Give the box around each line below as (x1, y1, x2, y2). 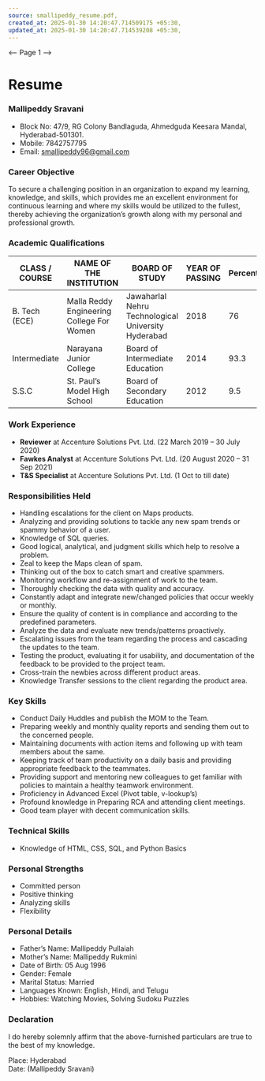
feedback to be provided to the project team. (19, 660, 166, 669)
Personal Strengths (8, 863, 84, 874)
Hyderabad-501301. (19, 129, 84, 139)
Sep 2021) (19, 462, 54, 472)
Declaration (8, 1014, 54, 1025)
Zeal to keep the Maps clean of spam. (19, 559, 143, 568)
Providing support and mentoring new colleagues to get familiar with (19, 772, 243, 782)
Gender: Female (19, 969, 73, 978)
